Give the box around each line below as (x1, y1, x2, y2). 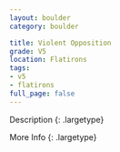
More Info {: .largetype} (9, 131, 97, 142)
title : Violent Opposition (9, 38, 112, 47)
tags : (9, 64, 30, 73)
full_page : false (9, 88, 75, 98)
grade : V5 (9, 46, 47, 56)
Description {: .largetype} (9, 114, 105, 125)
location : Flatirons (9, 56, 88, 65)
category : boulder (9, 22, 79, 31)
